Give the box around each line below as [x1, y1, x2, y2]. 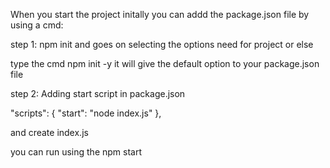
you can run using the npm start [10, 146, 142, 158]
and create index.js [10, 127, 89, 138]
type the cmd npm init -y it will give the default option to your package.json [10, 58, 320, 69]
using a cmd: [10, 19, 64, 31]
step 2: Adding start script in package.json [10, 88, 186, 99]
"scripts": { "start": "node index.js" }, [10, 107, 162, 119]
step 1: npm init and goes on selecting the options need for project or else [10, 39, 314, 50]
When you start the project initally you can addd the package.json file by [10, 9, 310, 20]
